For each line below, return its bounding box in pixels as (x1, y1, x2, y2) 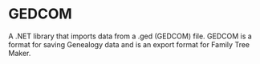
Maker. (8, 48, 31, 58)
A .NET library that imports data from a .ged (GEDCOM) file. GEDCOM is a (8, 31, 253, 41)
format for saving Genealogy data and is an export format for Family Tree (8, 39, 250, 49)
